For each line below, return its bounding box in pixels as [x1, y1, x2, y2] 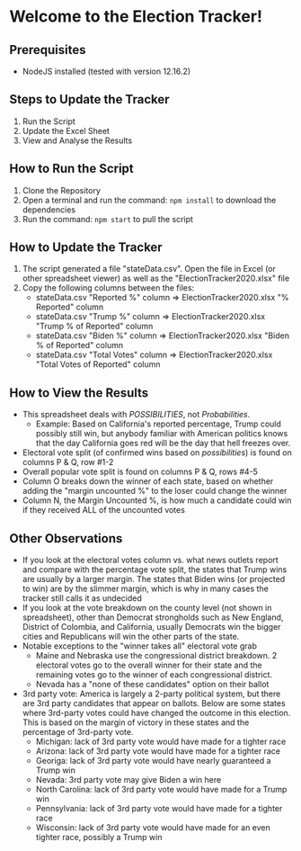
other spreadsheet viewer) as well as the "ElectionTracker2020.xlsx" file [22, 273, 290, 284]
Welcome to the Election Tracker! [9, 6, 263, 27]
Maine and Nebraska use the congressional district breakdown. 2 [35, 650, 278, 661]
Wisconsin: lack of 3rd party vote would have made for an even [35, 822, 271, 833]
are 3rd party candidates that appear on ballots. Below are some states [22, 698, 286, 709]
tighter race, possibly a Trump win [35, 832, 163, 843]
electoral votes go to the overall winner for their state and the [35, 659, 262, 671]
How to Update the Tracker [9, 240, 164, 255]
